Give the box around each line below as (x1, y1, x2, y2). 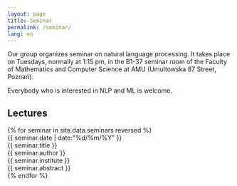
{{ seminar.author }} (7, 149, 66, 157)
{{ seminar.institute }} (7, 156, 70, 165)
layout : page (7, 10, 46, 18)
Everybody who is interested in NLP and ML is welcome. (7, 86, 173, 95)
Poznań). (7, 73, 34, 81)
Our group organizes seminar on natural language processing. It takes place (7, 50, 231, 58)
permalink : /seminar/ (7, 24, 72, 31)
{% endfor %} (7, 172, 48, 180)
